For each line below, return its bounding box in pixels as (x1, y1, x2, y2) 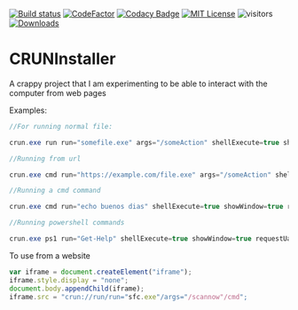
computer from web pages (9, 87, 106, 98)
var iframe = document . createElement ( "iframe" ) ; (9, 267, 192, 276)
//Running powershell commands (9, 219, 125, 227)
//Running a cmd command (9, 187, 101, 195)
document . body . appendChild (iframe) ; (9, 284, 145, 293)
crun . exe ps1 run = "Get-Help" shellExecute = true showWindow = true (9, 234, 252, 243)
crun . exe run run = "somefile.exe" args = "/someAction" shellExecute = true (9, 138, 279, 147)
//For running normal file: (9, 122, 114, 131)
